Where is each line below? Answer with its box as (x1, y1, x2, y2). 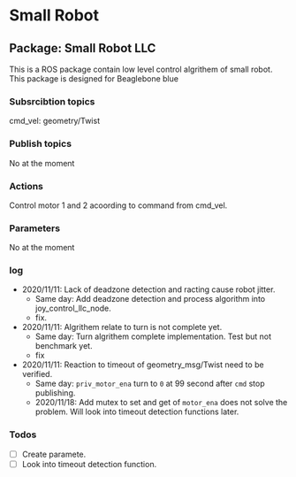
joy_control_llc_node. (34, 303, 112, 314)
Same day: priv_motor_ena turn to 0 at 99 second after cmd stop (34, 378, 265, 389)
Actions (9, 180, 44, 192)
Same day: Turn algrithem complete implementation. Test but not (34, 331, 272, 342)
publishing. (34, 388, 76, 398)
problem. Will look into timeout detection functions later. (34, 406, 239, 417)
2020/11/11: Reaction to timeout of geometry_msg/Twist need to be (21, 359, 264, 370)
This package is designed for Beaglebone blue (9, 73, 179, 84)
